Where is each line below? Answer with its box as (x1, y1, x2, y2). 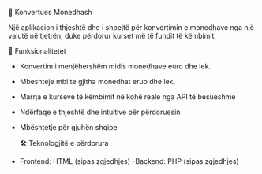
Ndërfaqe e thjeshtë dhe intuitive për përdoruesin (19, 107, 181, 117)
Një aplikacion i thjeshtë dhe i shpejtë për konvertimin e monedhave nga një (8, 23, 255, 31)
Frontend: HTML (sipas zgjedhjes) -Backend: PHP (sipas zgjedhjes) (19, 157, 239, 165)
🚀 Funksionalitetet (8, 46, 67, 55)
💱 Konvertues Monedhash (8, 8, 92, 17)
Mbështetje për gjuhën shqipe (19, 123, 118, 131)
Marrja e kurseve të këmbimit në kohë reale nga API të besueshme (19, 92, 236, 102)
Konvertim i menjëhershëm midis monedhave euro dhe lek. (19, 61, 211, 71)
